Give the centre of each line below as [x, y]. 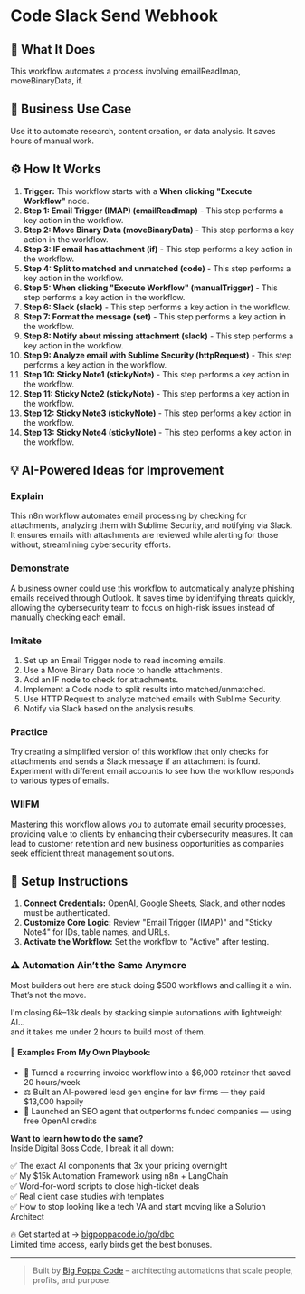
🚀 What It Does [53, 49]
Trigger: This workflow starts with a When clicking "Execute [138, 191]
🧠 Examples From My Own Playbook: [81, 1053]
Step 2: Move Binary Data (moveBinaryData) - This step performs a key [159, 230]
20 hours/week [52, 1082]
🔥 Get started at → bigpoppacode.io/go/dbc [92, 1234]
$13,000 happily [53, 1101]
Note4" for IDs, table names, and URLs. [97, 932]
